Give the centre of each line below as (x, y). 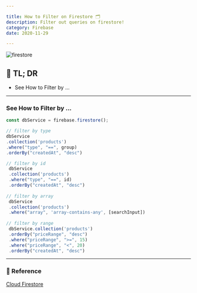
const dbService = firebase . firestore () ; (57, 120)
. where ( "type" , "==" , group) (42, 147)
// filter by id (26, 163)
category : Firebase (30, 28)
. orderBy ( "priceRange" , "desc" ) (48, 234)
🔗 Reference (24, 271)
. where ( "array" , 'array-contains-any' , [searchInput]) (77, 213)
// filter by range (30, 224)
